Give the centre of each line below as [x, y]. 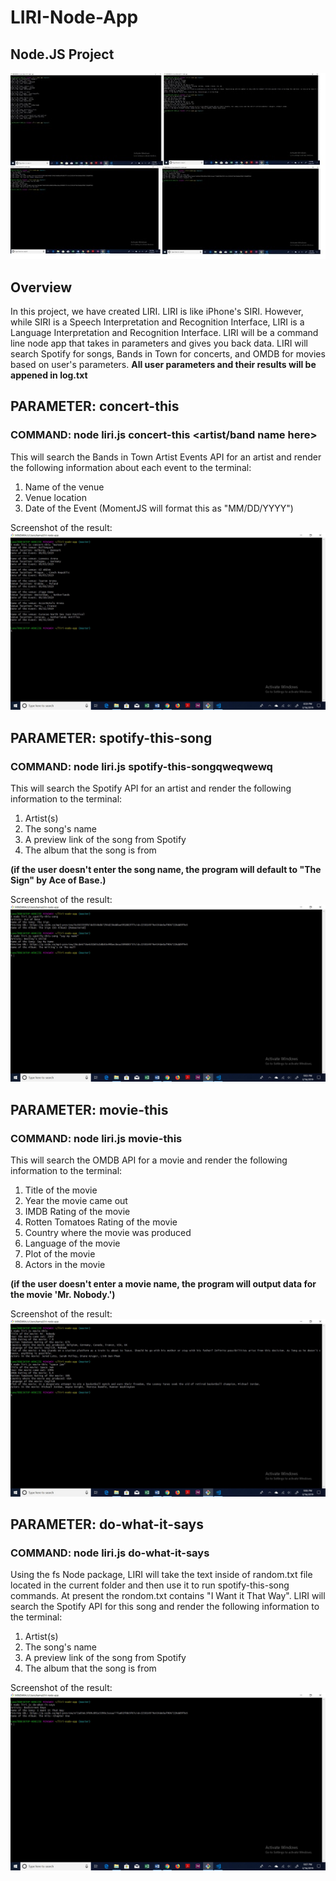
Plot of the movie [60, 1254]
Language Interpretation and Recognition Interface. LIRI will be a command [164, 333]
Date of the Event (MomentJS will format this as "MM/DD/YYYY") [159, 508]
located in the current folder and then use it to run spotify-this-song [150, 1585]
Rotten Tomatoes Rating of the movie [101, 1222]
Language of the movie [72, 1243]
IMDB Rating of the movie [77, 1212]
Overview [41, 287]
